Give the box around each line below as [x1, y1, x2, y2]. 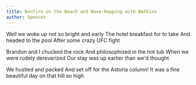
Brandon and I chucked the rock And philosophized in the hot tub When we [6, 48, 189, 55]
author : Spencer [6, 14, 46, 20]
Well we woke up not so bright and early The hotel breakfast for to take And [6, 30, 191, 37]
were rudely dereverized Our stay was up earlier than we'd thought [6, 54, 169, 61]
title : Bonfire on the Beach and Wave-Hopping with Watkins [6, 8, 158, 15]
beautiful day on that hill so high [6, 72, 84, 79]
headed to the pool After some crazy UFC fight [6, 37, 120, 44]
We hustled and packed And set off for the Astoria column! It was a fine [6, 66, 180, 73]
